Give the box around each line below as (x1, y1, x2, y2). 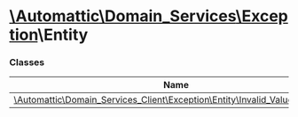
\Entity (37, 25, 89, 45)
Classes (9, 56, 45, 69)
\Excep (235, 6, 288, 26)
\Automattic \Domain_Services (9, 6, 237, 26)
